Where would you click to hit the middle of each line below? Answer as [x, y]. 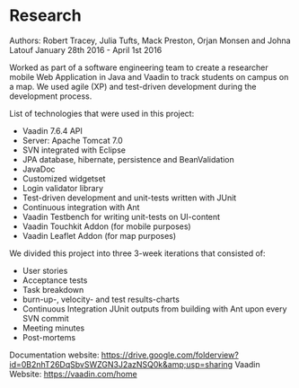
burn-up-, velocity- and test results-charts [101, 299]
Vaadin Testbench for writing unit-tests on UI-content [121, 216]
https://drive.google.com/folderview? [170, 355]
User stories [45, 270]
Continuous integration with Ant [81, 207]
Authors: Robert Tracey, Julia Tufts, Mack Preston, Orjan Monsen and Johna [150, 40]
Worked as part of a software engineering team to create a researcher [139, 67]
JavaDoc [39, 169]
